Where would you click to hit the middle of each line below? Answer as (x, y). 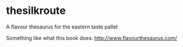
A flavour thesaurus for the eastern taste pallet (62, 27)
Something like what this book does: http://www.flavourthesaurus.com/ (91, 38)
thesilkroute (36, 11)
